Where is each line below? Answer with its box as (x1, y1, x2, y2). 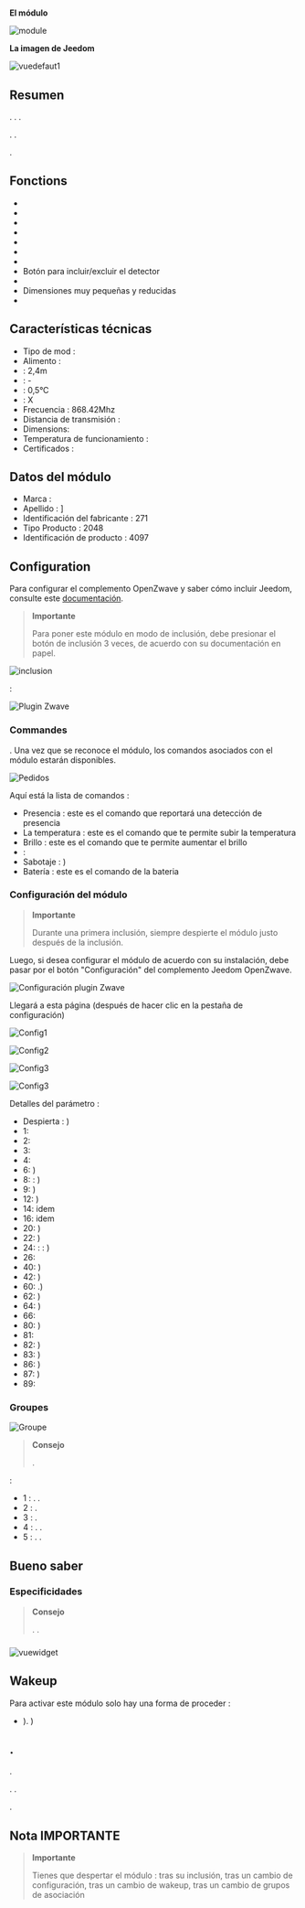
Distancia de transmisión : (22, 413, 121, 424)
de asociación (31, 1890, 85, 1901)
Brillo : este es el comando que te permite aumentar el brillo (22, 836, 248, 848)
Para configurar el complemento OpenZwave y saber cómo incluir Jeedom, (9, 584, 292, 595)
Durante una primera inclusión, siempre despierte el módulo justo (31, 927, 279, 938)
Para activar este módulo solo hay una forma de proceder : (9, 1698, 231, 1709)
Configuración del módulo (9, 888, 128, 901)
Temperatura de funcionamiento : (22, 433, 149, 444)
